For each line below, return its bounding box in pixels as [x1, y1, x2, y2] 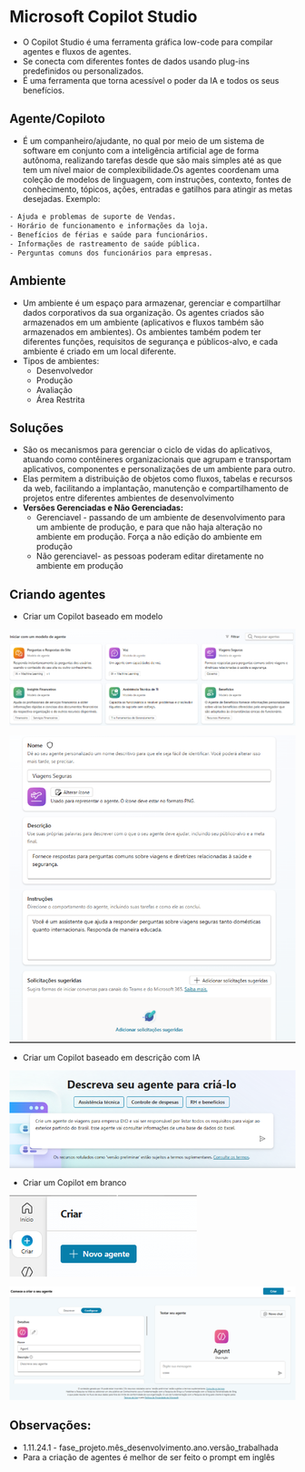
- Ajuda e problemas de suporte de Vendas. [9, 212, 177, 221]
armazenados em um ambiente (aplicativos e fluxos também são [22, 317, 265, 328]
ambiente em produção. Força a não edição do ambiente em [35, 531, 262, 542]
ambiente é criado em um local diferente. [22, 346, 177, 357]
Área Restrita [35, 394, 85, 405]
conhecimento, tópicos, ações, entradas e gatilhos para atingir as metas [22, 184, 293, 195]
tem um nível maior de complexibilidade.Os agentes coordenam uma [22, 164, 280, 175]
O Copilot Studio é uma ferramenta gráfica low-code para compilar [22, 36, 274, 47]
